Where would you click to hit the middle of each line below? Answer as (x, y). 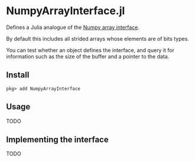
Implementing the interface (57, 139)
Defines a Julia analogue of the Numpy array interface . (73, 27)
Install (18, 75)
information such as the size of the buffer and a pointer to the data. (88, 56)
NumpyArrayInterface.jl (66, 11)
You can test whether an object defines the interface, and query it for (90, 50)
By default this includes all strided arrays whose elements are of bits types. (97, 38)
